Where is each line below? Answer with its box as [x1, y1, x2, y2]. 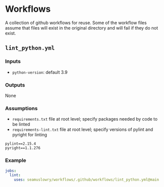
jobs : [5, 168, 16, 173]
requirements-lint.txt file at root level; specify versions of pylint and [12, 126, 153, 132]
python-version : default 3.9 [12, 69, 68, 75]
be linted [12, 122, 30, 127]
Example [5, 157, 27, 164]
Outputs [5, 81, 26, 88]
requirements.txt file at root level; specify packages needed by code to [12, 116, 158, 122]
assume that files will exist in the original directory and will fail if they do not [5, 25, 158, 31]
